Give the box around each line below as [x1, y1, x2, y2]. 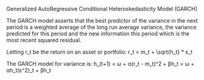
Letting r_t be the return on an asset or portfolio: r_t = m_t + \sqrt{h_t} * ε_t [6, 48, 193, 56]
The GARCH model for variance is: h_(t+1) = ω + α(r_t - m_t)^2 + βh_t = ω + [6, 60, 195, 67]
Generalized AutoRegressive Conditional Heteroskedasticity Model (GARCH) [6, 5, 198, 12]
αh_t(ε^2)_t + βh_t [6, 67, 52, 74]
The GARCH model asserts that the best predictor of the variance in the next [6, 17, 198, 24]
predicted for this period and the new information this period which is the [6, 30, 190, 37]
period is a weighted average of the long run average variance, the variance [6, 24, 197, 31]
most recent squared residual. [6, 37, 82, 43]
